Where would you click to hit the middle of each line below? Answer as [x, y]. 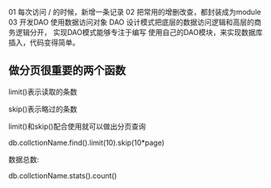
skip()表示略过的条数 [43, 109]
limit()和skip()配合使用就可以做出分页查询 [77, 126]
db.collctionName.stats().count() [63, 175]
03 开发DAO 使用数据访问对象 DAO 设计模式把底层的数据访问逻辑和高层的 [131, 22]
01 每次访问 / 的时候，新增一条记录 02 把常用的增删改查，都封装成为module [135, 12]
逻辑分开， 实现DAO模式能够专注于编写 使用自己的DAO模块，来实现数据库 [139, 32]
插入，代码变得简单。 [44, 42]
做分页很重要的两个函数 [67, 70]
